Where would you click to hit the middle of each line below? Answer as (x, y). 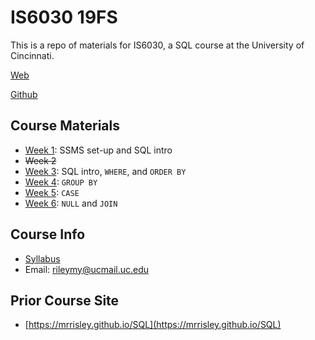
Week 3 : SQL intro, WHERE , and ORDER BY (105, 171)
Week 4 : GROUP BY (61, 182)
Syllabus (42, 258)
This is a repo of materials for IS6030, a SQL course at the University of (157, 45)
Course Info (48, 234)
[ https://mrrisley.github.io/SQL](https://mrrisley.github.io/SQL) (153, 325)
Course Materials (65, 126)
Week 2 (40, 160)
